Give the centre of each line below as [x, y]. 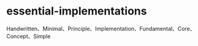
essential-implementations [77, 11]
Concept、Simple [29, 36]
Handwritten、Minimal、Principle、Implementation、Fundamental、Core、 [101, 28]
